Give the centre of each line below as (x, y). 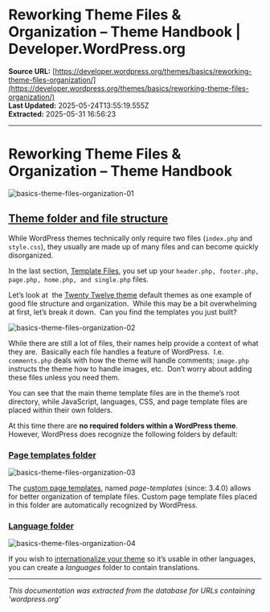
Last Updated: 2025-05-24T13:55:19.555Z (79, 105)
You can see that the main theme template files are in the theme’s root (124, 392)
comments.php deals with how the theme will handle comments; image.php (129, 360)
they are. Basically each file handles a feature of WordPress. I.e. (116, 351)
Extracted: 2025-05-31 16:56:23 (62, 113)
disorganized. (31, 255)
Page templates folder (52, 454)
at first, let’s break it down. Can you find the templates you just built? (123, 312)
